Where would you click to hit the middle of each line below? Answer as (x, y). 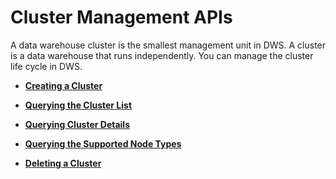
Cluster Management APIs (121, 17)
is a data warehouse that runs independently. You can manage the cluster (162, 55)
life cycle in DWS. (46, 66)
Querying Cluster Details (77, 124)
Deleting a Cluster (63, 163)
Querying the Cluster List (78, 105)
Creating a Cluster (63, 85)
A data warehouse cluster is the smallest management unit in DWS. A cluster (168, 45)
